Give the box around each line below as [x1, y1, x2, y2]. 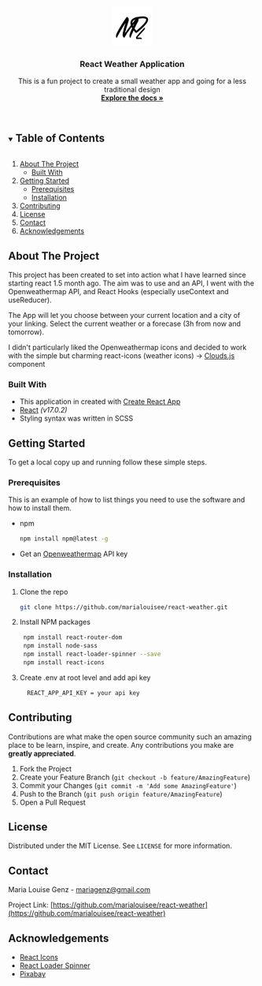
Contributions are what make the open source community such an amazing [8, 732, 252, 741]
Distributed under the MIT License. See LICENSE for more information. [8, 841, 232, 850]
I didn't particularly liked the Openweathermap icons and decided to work [8, 342, 247, 352]
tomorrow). [8, 327, 45, 337]
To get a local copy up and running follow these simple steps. [8, 458, 207, 467]
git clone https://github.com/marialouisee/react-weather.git [19, 603, 228, 611]
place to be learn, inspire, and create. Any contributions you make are [8, 740, 234, 749]
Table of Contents [15, 131, 105, 144]
